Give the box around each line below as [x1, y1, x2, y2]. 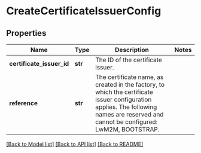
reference [9, 99, 38, 107]
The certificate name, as [95, 73, 164, 81]
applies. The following [95, 103, 157, 111]
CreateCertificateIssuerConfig [6, 4, 162, 18]
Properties [6, 28, 47, 38]
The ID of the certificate [95, 56, 163, 64]
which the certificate [95, 88, 154, 96]
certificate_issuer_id [9, 60, 69, 68]
